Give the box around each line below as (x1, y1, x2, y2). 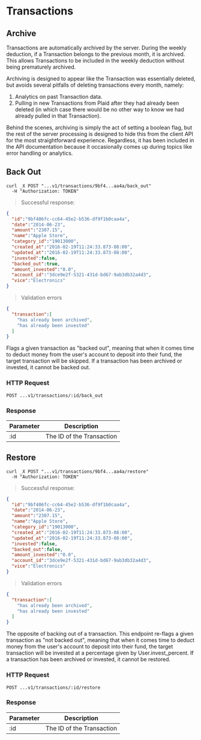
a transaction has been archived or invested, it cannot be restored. (6, 656, 171, 663)
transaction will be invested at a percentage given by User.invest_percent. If (6, 649, 194, 657)
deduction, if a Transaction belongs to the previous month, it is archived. (6, 51, 185, 58)
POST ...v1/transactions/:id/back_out (6, 393, 103, 399)
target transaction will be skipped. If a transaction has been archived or (6, 357, 182, 365)
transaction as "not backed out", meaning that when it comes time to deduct (6, 636, 195, 644)
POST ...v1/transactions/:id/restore (6, 685, 101, 691)
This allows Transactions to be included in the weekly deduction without (6, 57, 185, 64)
